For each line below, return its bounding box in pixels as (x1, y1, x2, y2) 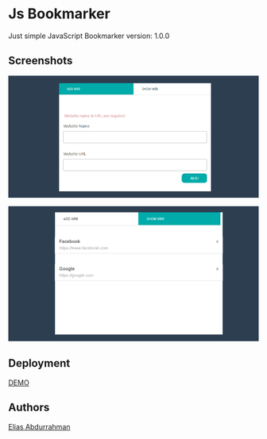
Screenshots (8, 54, 73, 67)
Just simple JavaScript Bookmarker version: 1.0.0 (8, 31, 170, 40)
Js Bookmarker (8, 5, 111, 23)
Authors (8, 401, 50, 414)
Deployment (8, 356, 71, 370)
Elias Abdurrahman (8, 422, 71, 431)
